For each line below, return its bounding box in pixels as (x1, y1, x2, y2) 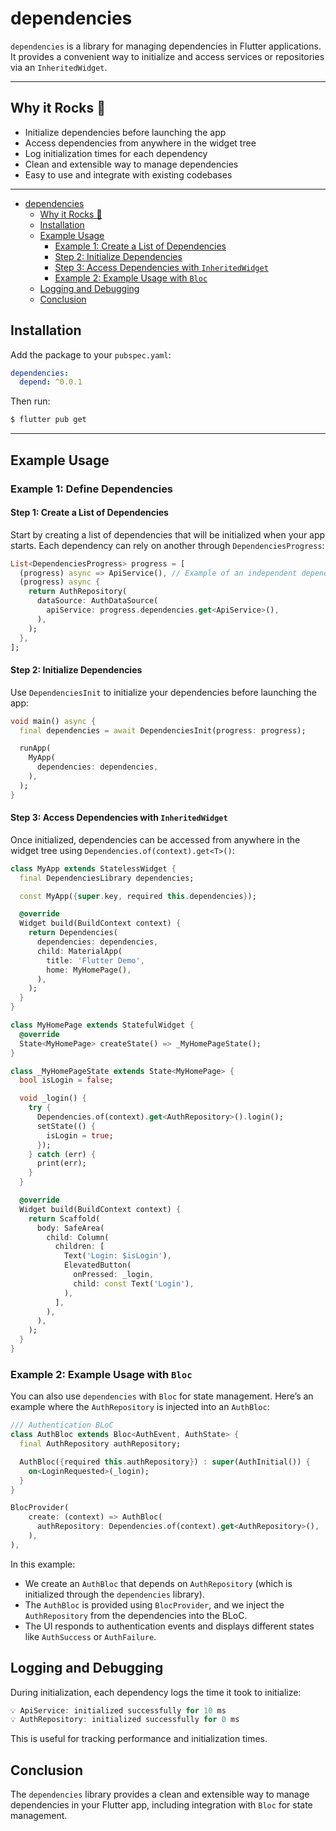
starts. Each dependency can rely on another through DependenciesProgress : (10, 539, 325, 551)
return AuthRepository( (28, 587, 128, 597)
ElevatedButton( (63, 1260, 132, 1271)
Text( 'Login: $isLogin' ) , (63, 1251, 172, 1261)
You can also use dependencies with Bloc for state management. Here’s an (10, 1390, 314, 1402)
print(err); (36, 1158, 87, 1169)
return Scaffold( (28, 1213, 101, 1224)
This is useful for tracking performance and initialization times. (10, 1733, 268, 1745)
